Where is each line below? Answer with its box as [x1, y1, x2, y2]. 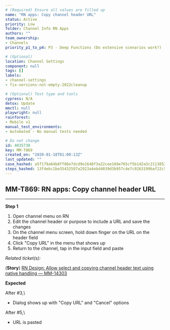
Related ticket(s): [5, 255, 41, 261]
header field [12, 234, 38, 241]
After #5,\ [5, 309, 25, 315]
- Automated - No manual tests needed [5, 129, 87, 134]
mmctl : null [5, 106, 30, 111]
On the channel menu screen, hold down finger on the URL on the [12, 229, 150, 235]
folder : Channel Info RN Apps [5, 26, 69, 31]
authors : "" [5, 31, 30, 36]
